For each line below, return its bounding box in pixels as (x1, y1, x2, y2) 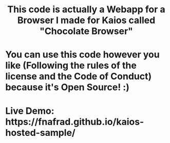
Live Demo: (5, 105, 54, 116)
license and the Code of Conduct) (5, 71, 152, 83)
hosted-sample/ (5, 127, 75, 138)
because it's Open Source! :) (5, 81, 129, 93)
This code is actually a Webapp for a (7, 4, 165, 15)
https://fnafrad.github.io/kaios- (5, 116, 144, 128)
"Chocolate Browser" (39, 26, 134, 37)
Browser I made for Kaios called (17, 14, 156, 26)
